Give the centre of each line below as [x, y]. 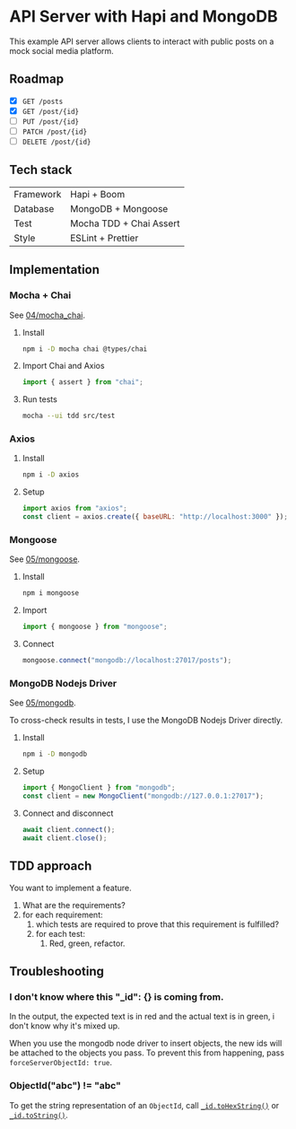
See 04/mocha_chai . [47, 315]
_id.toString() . [39, 1115]
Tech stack [41, 170]
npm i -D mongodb [55, 754]
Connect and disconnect [68, 813]
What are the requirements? [74, 905]
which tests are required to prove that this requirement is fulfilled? [157, 924]
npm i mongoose [51, 593]
